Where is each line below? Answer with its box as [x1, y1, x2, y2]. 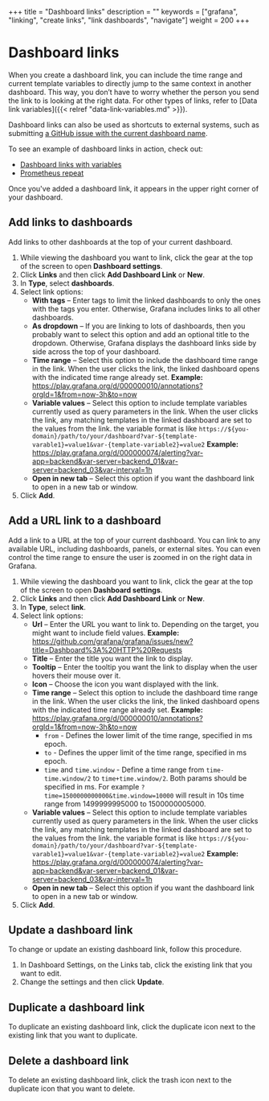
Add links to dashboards [8, 216, 133, 229]
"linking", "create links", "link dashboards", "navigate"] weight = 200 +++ [8, 15, 251, 25]
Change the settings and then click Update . [19, 977, 165, 987]
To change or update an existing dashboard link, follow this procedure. [8, 945, 243, 955]
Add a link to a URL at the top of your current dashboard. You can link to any [8, 535, 261, 545]
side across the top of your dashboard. [31, 346, 161, 357]
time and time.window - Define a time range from [43, 765, 205, 774]
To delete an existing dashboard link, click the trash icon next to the [8, 1075, 232, 1085]
